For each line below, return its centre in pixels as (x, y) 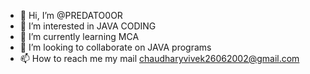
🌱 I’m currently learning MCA (79, 36)
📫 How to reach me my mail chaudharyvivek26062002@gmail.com (159, 58)
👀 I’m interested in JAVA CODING (88, 26)
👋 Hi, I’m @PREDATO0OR (71, 15)
